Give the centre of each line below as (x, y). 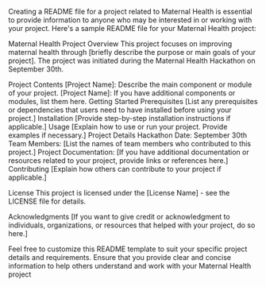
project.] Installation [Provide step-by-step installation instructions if (120, 118)
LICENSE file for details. (47, 201)
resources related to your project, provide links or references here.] (118, 161)
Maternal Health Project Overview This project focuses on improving (120, 44)
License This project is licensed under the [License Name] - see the (119, 193)
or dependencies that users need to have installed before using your (120, 110)
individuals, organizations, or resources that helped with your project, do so (132, 225)
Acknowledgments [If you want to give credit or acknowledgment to (119, 217)
